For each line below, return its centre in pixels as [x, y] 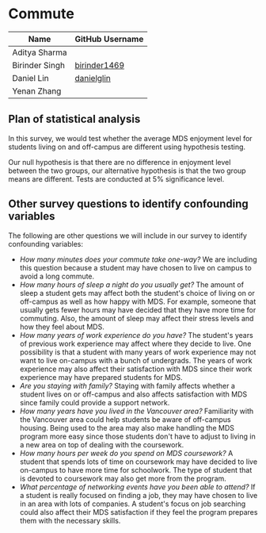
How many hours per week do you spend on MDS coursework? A [126, 453]
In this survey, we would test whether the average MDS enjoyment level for [130, 138]
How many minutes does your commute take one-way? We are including [138, 259]
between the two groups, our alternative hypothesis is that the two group [127, 171]
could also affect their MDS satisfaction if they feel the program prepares [139, 512]
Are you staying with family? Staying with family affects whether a [127, 385]
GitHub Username [109, 39]
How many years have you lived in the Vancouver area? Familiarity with [137, 411]
